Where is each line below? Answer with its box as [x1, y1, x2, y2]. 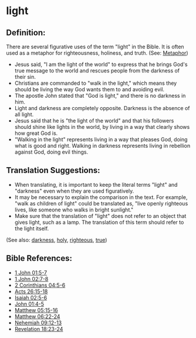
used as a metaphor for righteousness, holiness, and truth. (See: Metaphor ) [6, 49, 189, 57]
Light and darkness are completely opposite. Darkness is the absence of [14, 105, 190, 111]
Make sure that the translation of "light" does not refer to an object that [14, 212, 187, 219]
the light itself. [14, 225, 49, 232]
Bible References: [6, 253, 72, 263]
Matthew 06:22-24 [14, 313, 60, 320]
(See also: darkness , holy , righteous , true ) [6, 236, 107, 243]
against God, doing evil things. [14, 148, 89, 155]
